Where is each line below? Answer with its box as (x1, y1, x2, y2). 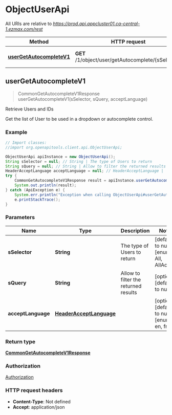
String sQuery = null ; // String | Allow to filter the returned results (5, 164, 166, 169)
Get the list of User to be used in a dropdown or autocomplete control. (5, 116, 154, 122)
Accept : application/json (12, 404, 65, 410)
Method (29, 38, 49, 45)
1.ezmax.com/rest (5, 26, 43, 32)
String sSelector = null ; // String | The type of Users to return (5, 159, 153, 164)
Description (120, 227, 150, 234)
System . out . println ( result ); (14, 183, 77, 188)
